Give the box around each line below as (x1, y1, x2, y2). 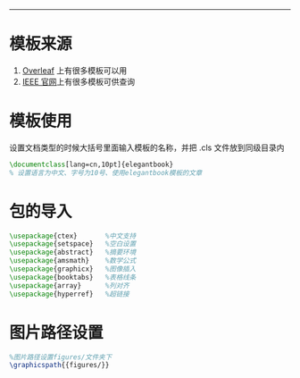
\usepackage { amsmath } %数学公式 (9, 256, 137, 265)
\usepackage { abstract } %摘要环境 (9, 248, 137, 257)
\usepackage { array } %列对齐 (9, 281, 129, 290)
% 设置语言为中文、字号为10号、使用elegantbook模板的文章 (9, 168, 203, 177)
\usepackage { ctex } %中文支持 (9, 231, 137, 240)
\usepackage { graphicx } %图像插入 (9, 265, 137, 273)
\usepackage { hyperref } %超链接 (9, 290, 129, 298)
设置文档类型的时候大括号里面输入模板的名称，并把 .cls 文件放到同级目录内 (9, 142, 285, 153)
